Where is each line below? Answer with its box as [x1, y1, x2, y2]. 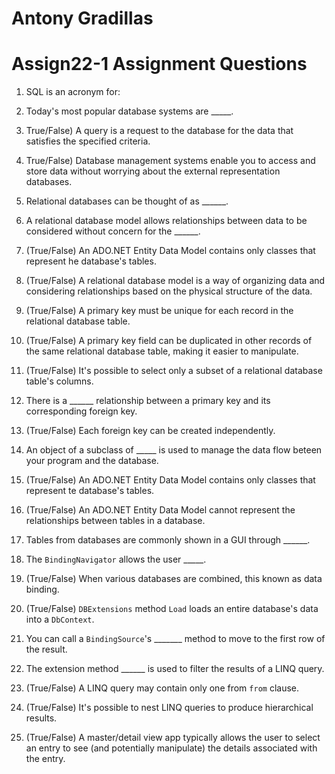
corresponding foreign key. [25, 405, 138, 417]
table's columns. [25, 375, 94, 387]
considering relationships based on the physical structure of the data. [25, 285, 313, 297]
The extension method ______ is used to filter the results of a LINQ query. [25, 663, 325, 675]
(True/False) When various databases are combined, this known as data [25, 573, 323, 585]
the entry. [25, 753, 66, 765]
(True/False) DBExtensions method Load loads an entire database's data [25, 603, 319, 615]
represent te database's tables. [25, 485, 155, 497]
